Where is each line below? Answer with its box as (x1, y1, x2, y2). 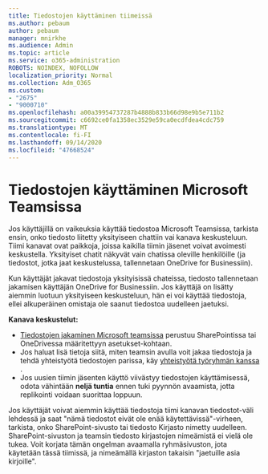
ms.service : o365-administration (8, 57, 120, 65)
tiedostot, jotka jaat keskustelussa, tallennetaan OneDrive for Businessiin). (8, 258, 253, 268)
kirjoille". (8, 456, 37, 466)
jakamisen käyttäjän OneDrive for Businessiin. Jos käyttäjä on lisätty (8, 282, 234, 292)
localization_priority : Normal (8, 71, 113, 79)
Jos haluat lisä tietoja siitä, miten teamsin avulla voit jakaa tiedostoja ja (19, 347, 253, 357)
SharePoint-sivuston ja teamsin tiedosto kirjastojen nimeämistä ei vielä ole (8, 431, 254, 441)
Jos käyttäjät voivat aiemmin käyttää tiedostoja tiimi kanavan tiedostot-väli (8, 406, 254, 415)
